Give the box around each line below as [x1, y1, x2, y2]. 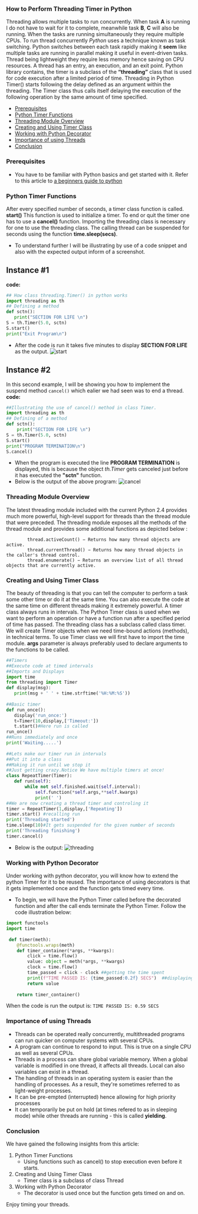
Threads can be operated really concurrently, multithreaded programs [14, 1030, 185, 1037]
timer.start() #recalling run [6, 812, 81, 817]
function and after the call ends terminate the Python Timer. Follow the [14, 903, 186, 910]
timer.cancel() [6, 833, 44, 839]
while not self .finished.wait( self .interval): [24, 784, 141, 790]
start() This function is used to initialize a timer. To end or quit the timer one [6, 212, 190, 219]
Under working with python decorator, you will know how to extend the [6, 872, 179, 879]
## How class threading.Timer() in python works [6, 292, 128, 298]
